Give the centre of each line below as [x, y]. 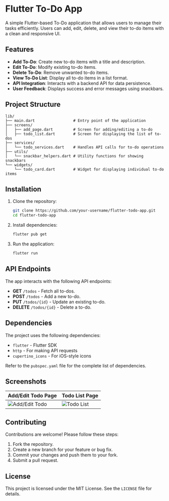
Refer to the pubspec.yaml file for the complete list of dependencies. [76, 365]
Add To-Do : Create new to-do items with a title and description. [79, 62]
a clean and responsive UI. [33, 33]
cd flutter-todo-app [34, 216]
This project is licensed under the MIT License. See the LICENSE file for [78, 488]
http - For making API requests [45, 350]
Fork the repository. [33, 444]
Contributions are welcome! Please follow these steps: [62, 434]
